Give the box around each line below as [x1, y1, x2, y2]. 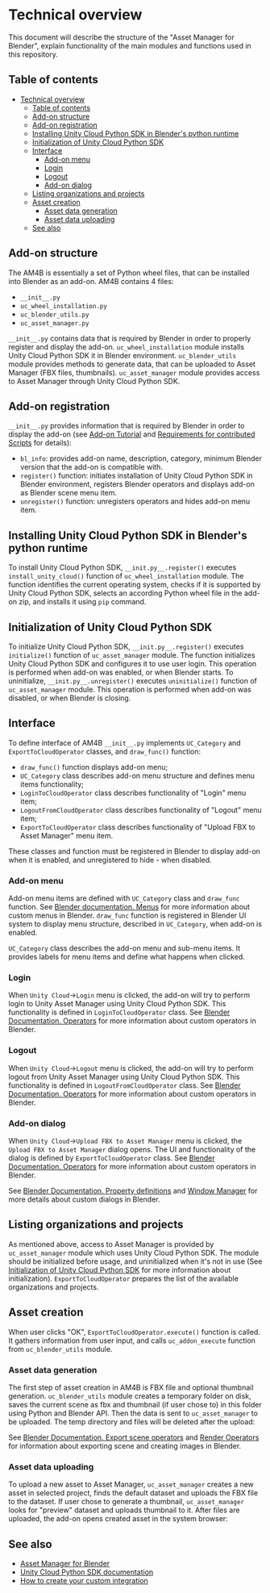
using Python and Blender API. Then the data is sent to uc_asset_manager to [8, 1408, 258, 1418]
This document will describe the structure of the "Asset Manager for [8, 32, 235, 42]
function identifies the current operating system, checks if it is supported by [8, 579, 261, 590]
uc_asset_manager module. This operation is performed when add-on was [8, 684, 251, 694]
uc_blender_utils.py [19, 311, 89, 319]
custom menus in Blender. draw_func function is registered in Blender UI [8, 910, 247, 921]
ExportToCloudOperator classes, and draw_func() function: [8, 746, 201, 756]
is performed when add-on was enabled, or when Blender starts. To [8, 667, 234, 677]
